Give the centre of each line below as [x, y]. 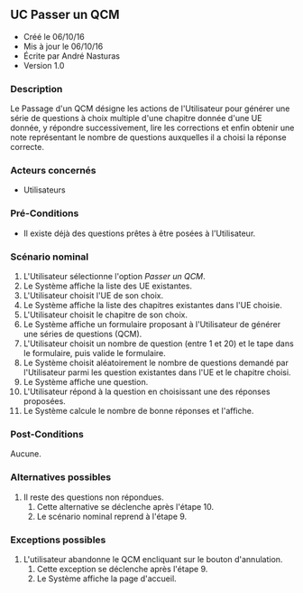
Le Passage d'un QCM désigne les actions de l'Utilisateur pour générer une [150, 108]
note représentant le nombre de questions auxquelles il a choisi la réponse [148, 137]
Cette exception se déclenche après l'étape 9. [122, 569]
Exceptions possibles [58, 540]
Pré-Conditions [45, 213]
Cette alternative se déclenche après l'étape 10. [125, 506]
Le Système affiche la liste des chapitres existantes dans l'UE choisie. [153, 305]
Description [37, 89]
